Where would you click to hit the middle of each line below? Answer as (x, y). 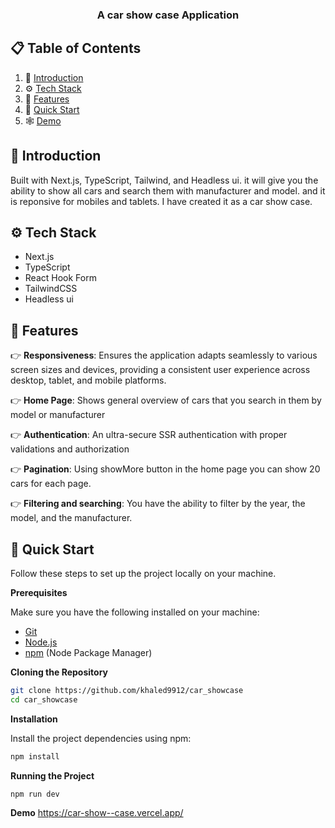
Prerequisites (39, 592)
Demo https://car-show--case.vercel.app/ (97, 813)
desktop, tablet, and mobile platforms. (88, 380)
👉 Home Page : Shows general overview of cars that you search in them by (166, 400)
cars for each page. (51, 484)
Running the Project (52, 775)
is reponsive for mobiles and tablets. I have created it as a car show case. (161, 201)
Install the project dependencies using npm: (101, 738)
